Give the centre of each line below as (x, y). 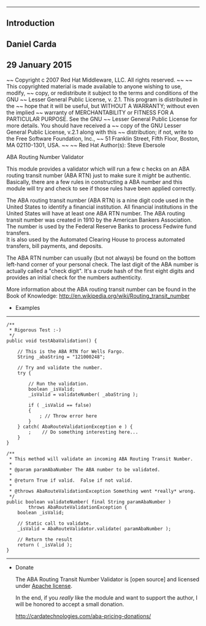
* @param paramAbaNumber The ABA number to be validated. (85, 470)
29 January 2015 (39, 65)
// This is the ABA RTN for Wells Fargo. (71, 351)
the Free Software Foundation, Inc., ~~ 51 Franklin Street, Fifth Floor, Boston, (103, 138)
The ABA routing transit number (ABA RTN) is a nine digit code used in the (100, 200)
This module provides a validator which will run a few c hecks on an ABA (98, 169)
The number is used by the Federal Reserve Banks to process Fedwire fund (101, 226)
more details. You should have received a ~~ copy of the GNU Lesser (94, 125)
